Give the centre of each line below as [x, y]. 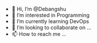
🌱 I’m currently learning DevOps [50, 21]
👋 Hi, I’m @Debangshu [39, 9]
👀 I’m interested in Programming [51, 15]
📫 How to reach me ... [39, 34]
